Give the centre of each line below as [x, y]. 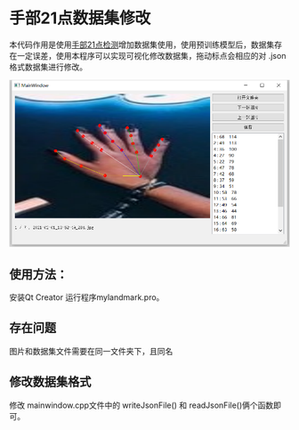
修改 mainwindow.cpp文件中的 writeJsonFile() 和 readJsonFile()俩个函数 [141, 405]
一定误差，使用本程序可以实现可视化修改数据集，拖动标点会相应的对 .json [151, 55]
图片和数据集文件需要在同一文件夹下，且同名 [91, 351]
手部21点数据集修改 [80, 18]
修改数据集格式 [50, 382]
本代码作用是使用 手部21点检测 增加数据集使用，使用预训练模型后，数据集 [142, 45]
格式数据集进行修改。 [48, 67]
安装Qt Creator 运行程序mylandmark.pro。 [87, 297]
